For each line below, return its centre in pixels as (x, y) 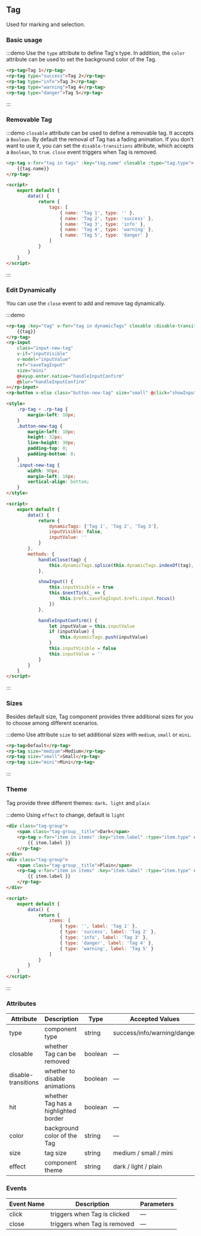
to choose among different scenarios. (52, 723)
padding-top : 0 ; (48, 449)
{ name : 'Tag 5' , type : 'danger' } (104, 235)
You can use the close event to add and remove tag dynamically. (86, 303)
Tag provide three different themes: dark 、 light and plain (78, 803)
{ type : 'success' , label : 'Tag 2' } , (108, 932)
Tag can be (60, 1054)
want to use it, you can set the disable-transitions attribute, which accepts (100, 145)
